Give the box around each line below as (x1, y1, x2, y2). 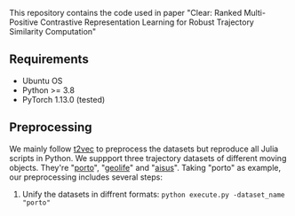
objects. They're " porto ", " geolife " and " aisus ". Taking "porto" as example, (9, 162, 282, 173)
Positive (9, 17, 38, 27)
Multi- (243, 8, 267, 18)
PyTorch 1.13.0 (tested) (21, 94, 106, 104)
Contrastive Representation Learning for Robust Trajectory (39, 17, 255, 27)
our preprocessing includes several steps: (9, 172, 163, 182)
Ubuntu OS (21, 75, 63, 86)
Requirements (9, 52, 89, 67)
